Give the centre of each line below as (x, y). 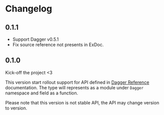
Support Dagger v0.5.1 (35, 39)
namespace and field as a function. (42, 93)
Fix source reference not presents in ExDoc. (58, 45)
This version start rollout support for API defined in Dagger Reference (77, 82)
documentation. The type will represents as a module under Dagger (74, 87)
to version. (16, 108)
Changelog (29, 9)
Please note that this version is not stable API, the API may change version (82, 102)
